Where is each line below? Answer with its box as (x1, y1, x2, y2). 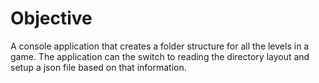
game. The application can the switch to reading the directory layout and (10, 50, 310, 62)
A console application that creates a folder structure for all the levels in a (10, 40, 310, 52)
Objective (10, 7, 93, 30)
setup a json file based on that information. (10, 61, 187, 73)
